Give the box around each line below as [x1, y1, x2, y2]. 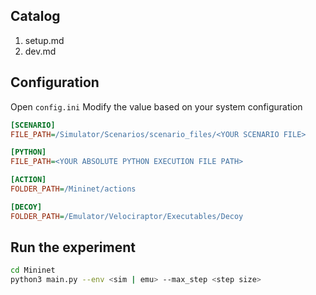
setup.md [24, 34, 65, 46]
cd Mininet [10, 265, 56, 276]
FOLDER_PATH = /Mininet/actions [10, 184, 137, 194]
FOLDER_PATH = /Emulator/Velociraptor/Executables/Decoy [10, 211, 244, 221]
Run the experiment [10, 239, 137, 256]
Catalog [10, 8, 61, 25]
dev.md [24, 45, 57, 57]
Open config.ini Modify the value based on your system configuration [10, 100, 303, 113]
